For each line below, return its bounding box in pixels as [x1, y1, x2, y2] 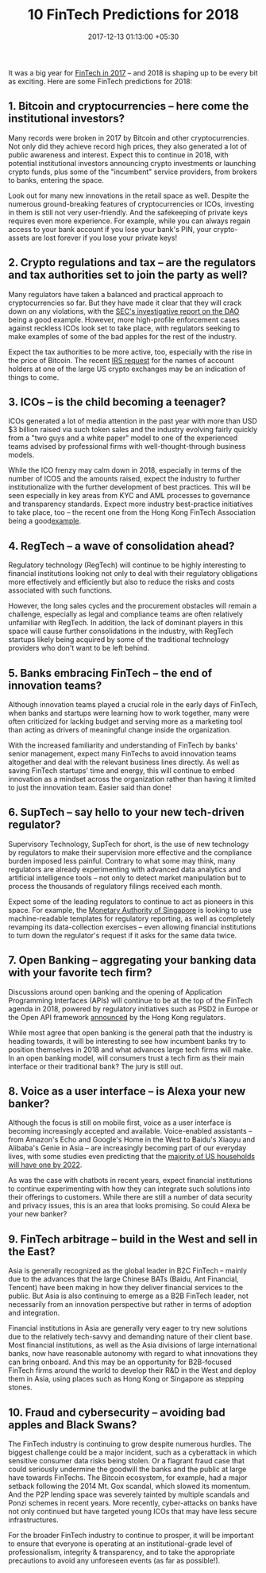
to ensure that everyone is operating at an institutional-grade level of [8, 1539, 233, 1548]
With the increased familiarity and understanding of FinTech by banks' [8, 740, 238, 750]
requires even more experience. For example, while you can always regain [8, 216, 252, 226]
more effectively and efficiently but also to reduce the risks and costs [8, 578, 235, 587]
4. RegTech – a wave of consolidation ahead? [8, 539, 235, 553]
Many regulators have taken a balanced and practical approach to [8, 289, 224, 299]
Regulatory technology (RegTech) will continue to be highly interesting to [8, 560, 246, 570]
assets [8, 233, 30, 242]
